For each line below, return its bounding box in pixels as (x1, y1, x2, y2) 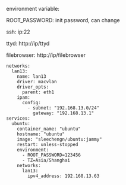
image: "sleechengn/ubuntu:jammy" (17, 137, 102, 142)
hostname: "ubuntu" (17, 131, 65, 137)
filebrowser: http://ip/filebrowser (6, 51, 86, 59)
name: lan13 (17, 74, 46, 80)
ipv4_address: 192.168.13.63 (27, 173, 100, 179)
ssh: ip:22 (6, 28, 31, 35)
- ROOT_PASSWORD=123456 (21, 152, 81, 158)
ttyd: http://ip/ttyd (6, 40, 50, 47)
